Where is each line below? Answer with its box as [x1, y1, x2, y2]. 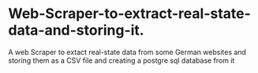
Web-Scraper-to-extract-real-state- [8, 5, 251, 23]
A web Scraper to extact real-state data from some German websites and [8, 47, 247, 57]
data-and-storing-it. [8, 21, 144, 39]
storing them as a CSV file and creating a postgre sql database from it [8, 56, 235, 65]
